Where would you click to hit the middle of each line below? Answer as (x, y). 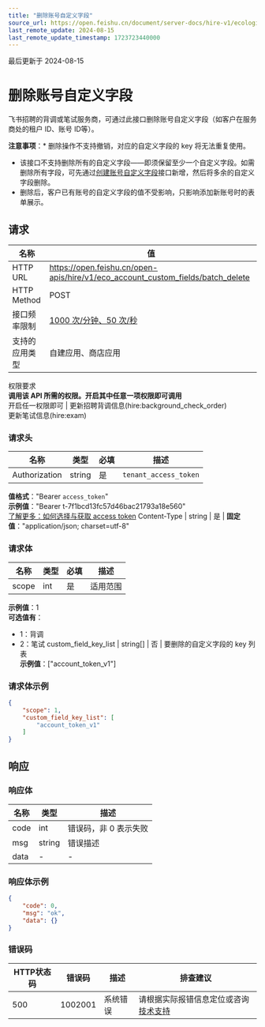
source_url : (28, 23)
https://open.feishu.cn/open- (104, 267)
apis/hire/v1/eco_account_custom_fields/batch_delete (149, 277)
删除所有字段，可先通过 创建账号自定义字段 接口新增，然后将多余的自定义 (137, 173)
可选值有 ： (26, 617)
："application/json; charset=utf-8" (73, 526)
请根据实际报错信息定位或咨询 (194, 999)
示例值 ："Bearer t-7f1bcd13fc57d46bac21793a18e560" (97, 506)
